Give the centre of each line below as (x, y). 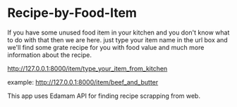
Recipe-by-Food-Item (72, 13)
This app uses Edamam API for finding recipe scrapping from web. (104, 96)
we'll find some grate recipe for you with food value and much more (106, 47)
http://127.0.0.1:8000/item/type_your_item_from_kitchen (87, 68)
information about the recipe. (49, 55)
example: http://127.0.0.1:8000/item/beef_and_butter (83, 82)
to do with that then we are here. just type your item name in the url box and (117, 39)
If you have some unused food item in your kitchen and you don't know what (119, 32)
